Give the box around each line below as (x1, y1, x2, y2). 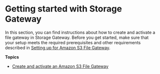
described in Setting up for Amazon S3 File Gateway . (5, 45, 111, 50)
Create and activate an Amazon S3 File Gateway (12, 63, 109, 69)
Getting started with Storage (5, 3, 122, 14)
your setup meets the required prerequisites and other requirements (5, 39, 141, 45)
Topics (5, 54, 19, 60)
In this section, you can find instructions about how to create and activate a (5, 29, 156, 35)
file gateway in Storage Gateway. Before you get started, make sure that (5, 35, 149, 40)
